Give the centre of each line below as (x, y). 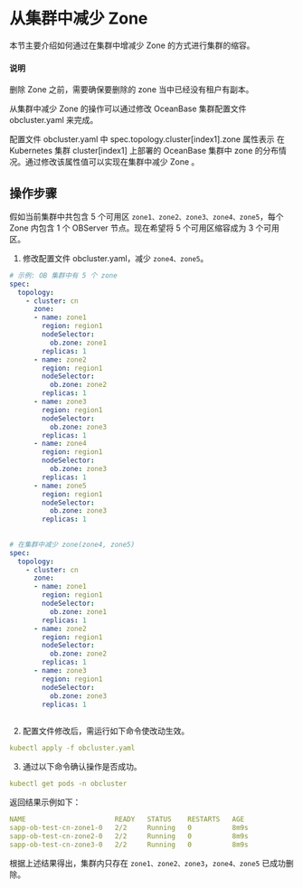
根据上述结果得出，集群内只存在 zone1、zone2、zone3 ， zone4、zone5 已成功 (148, 863)
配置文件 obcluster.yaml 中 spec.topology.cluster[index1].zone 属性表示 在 (147, 139)
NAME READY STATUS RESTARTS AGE (127, 819)
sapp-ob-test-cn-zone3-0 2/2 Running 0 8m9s (129, 845)
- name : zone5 (60, 486)
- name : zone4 (60, 444)
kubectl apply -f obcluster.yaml (72, 748)
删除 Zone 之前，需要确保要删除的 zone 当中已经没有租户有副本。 (132, 90)
